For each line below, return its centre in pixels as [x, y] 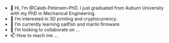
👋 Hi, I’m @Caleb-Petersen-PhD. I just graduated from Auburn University [87, 8]
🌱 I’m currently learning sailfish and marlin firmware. [65, 24]
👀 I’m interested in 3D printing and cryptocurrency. [64, 19]
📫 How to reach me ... [34, 35]
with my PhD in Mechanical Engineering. [53, 13]
